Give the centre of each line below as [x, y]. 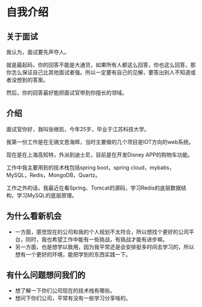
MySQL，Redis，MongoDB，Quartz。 [54, 175]
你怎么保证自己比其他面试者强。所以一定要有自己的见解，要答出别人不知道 [98, 72]
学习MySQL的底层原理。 [47, 195]
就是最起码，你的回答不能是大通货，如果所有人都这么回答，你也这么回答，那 [101, 65]
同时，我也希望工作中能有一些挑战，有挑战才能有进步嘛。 [97, 239]
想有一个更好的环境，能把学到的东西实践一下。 [73, 254]
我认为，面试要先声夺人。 [38, 52]
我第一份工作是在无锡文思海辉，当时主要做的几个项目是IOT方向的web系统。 [100, 141]
